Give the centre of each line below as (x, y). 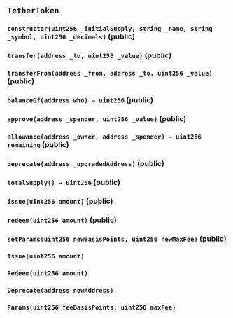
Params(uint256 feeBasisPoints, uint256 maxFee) (92, 308)
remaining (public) (38, 144)
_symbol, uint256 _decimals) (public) (71, 36)
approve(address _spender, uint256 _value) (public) (97, 119)
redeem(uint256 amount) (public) (62, 220)
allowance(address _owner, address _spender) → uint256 (104, 137)
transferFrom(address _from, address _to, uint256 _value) (110, 74)
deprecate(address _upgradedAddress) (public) (86, 163)
